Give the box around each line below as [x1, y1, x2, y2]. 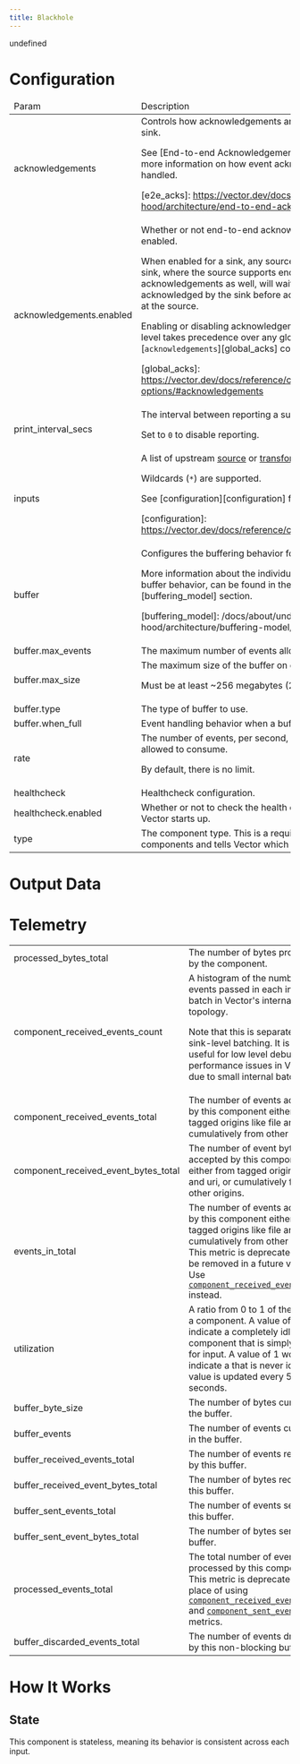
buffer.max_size [13, 673, 80, 686]
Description [141, 99, 190, 112]
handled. [141, 168, 179, 181]
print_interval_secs [13, 423, 93, 435]
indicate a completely [188, 1325, 279, 1338]
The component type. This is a [141, 826, 269, 839]
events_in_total [13, 1245, 77, 1257]
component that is [188, 1336, 265, 1349]
